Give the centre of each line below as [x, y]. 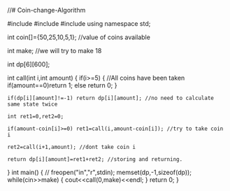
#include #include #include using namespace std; [79, 23]
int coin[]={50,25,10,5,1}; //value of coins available [79, 37]
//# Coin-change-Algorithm [46, 10]
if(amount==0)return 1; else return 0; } [62, 85]
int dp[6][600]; [29, 64]
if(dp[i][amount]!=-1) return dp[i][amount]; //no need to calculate [111, 98]
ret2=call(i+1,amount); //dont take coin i [72, 147]
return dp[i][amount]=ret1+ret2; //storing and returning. [95, 160]
